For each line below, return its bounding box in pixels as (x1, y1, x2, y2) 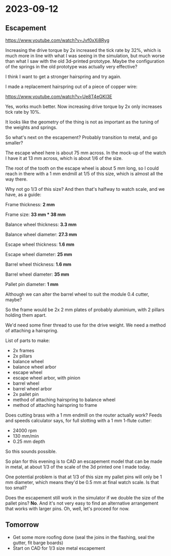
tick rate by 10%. (5, 109, 41, 115)
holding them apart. (5, 312, 47, 318)
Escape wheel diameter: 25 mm (5, 252, 73, 257)
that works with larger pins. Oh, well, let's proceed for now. (5, 506, 130, 512)
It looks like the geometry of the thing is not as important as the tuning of (5, 119, 159, 125)
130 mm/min (12, 433, 39, 439)
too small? (5, 485, 27, 491)
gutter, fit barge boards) (12, 540, 63, 546)
